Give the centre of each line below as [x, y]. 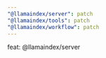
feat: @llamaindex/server [44, 47]
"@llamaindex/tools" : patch [49, 21]
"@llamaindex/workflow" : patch [53, 27]
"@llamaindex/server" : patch [50, 14]
